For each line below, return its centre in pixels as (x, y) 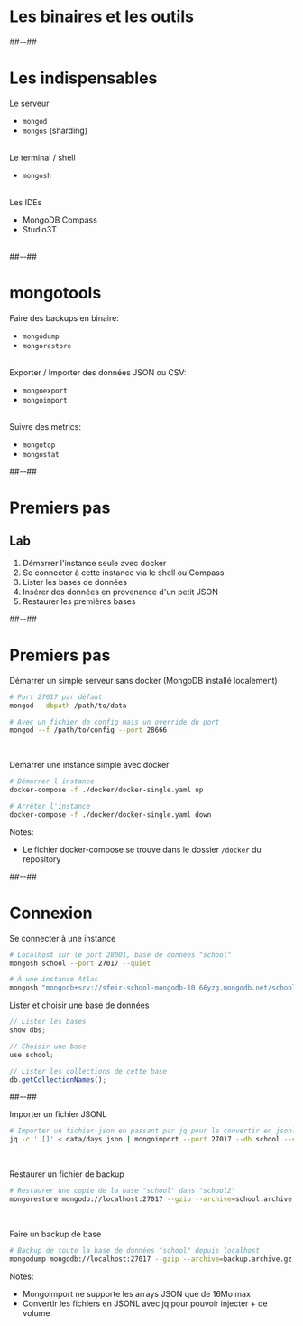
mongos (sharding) (55, 130)
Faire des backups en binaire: (64, 317)
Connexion (51, 913)
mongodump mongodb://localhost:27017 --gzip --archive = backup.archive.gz (151, 1259)
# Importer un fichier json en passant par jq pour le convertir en (141, 1131)
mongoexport (45, 391)
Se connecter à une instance (63, 938)
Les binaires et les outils (101, 17)
